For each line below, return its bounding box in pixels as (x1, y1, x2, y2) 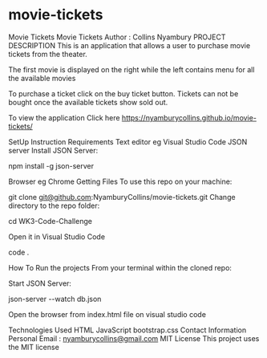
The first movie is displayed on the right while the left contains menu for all (8, 64, 255, 74)
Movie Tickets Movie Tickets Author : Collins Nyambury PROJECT (8, 32, 226, 42)
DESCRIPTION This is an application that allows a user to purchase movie (8, 40, 251, 50)
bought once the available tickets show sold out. (8, 97, 168, 107)
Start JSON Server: (8, 279, 72, 288)
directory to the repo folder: (8, 201, 100, 210)
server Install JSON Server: (8, 145, 99, 155)
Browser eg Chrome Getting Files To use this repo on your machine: (8, 177, 233, 186)
